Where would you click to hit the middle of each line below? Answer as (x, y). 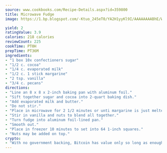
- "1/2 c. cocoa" (23, 65)
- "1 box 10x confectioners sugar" (42, 60)
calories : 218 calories (30, 37)
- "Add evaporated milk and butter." (44, 102)
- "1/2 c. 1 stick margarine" (37, 74)
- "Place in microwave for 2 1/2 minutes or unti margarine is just (78, 111)
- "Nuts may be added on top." (38, 134)
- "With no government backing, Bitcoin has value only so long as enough (84, 143)
